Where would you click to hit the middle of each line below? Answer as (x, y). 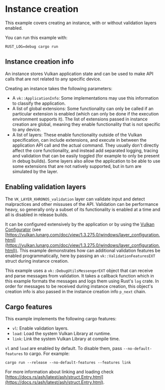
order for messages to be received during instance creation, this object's (79, 286)
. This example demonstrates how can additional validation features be (89, 250)
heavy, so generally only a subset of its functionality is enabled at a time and (83, 209)
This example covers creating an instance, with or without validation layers (81, 23)
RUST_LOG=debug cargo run (32, 46)
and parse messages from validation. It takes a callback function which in (80, 275)
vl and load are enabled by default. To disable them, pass (64, 349)
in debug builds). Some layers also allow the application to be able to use (86, 161)
